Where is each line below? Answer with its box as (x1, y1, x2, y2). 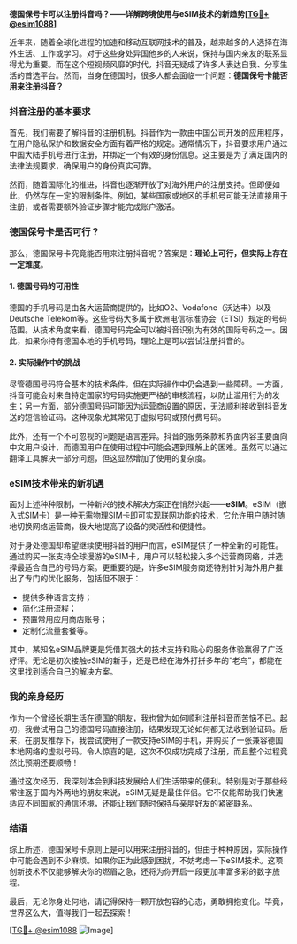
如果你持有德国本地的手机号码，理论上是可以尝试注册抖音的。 (24, 335, 249, 346)
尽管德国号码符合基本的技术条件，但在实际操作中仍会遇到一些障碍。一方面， (9, 378, 288, 389)
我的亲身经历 (9, 690, 65, 703)
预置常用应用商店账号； (21, 614, 108, 625)
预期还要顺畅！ (24, 757, 80, 768)
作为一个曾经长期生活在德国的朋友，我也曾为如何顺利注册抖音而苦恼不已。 (9, 713, 280, 723)
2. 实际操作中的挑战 (9, 357, 81, 368)
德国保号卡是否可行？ (9, 226, 100, 238)
